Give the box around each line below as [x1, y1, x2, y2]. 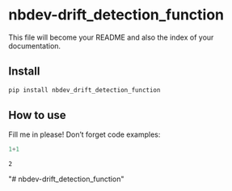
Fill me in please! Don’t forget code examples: [8, 129, 161, 139]
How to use [8, 108, 66, 122]
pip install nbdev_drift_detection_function [8, 86, 161, 94]
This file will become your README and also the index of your [8, 32, 214, 42]
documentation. [8, 40, 61, 50]
